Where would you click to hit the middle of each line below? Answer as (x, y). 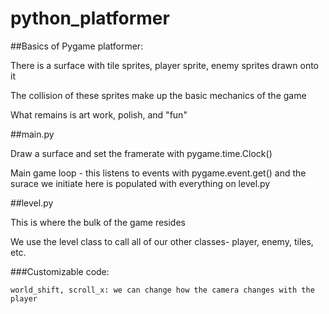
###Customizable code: (60, 271)
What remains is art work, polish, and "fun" (99, 114)
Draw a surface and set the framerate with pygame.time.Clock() (141, 153)
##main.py (32, 134)
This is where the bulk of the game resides (98, 222)
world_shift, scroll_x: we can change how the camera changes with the (162, 290)
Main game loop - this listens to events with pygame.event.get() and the (158, 173)
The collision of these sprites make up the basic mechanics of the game (158, 95)
